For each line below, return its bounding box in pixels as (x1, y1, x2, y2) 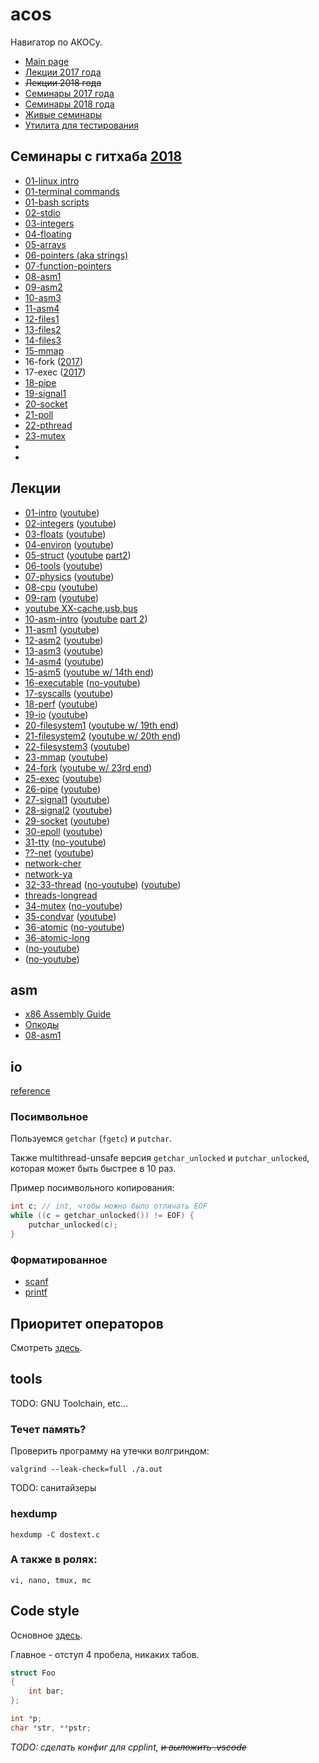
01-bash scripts (24, 196, 90, 208)
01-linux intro (24, 174, 80, 187)
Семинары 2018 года (24, 98, 115, 110)
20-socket (24, 398, 68, 410)
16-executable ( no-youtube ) (24, 676, 141, 688)
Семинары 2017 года (24, 87, 115, 99)
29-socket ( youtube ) (24, 814, 111, 827)
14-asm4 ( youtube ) (24, 655, 105, 667)
